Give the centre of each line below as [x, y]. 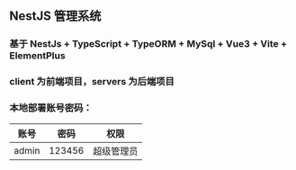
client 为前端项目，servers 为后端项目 [92, 82]
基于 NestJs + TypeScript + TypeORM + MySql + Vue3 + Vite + [148, 44]
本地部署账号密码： [51, 108]
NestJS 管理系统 [55, 16]
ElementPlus [37, 56]
